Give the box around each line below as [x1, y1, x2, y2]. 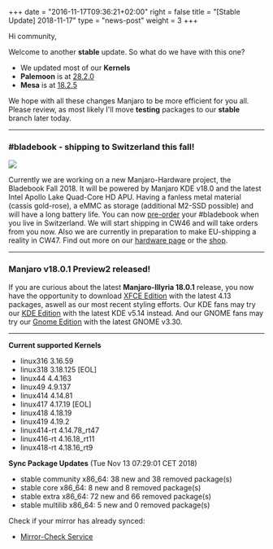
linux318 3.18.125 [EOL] [19, 364, 97, 374]
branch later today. [8, 113, 71, 123]
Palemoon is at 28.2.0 [19, 72, 95, 81]
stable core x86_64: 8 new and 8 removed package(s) [19, 482, 201, 492]
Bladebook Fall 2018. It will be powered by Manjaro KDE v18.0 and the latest [8, 183, 262, 194]
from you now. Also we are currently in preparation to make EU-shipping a [8, 227, 257, 237]
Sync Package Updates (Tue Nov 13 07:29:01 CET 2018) [8, 458, 197, 468]
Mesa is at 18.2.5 [19, 81, 77, 90]
